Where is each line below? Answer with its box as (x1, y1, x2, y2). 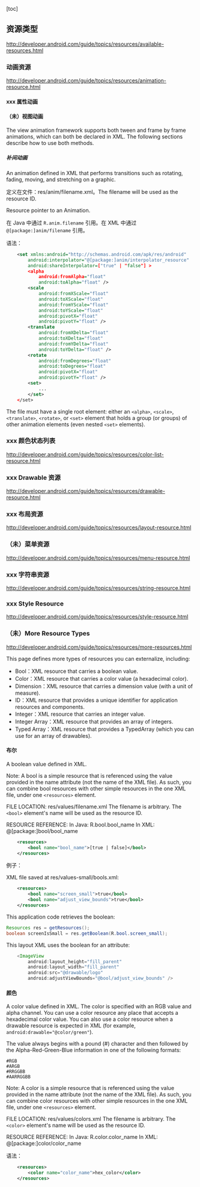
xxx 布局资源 (6, 510, 43, 518)
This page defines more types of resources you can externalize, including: (6, 655, 190, 662)
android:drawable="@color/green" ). (6, 1029, 94, 1036)
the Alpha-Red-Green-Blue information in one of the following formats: (6, 1047, 181, 1054)
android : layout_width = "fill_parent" (28, 964, 120, 970)
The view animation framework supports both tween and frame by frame (6, 126, 186, 134)
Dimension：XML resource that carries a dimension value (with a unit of (14, 683, 193, 690)
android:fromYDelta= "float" (38, 341, 109, 347)
